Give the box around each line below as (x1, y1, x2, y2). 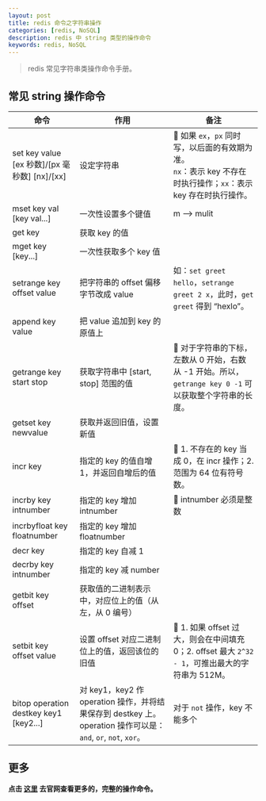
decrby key (12, 558, 54, 569)
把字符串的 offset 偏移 (79, 277, 161, 288)
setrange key (12, 277, 61, 288)
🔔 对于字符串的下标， (173, 342, 253, 353)
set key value (12, 148, 62, 159)
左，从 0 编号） (79, 607, 137, 618)
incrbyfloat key (12, 520, 68, 531)
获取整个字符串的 (180, 389, 245, 400)
